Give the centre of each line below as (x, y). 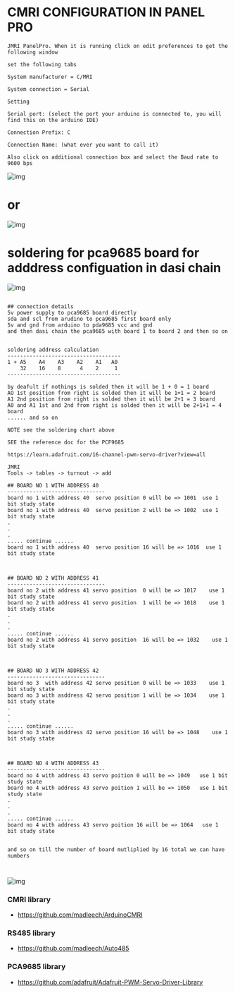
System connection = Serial (49, 89)
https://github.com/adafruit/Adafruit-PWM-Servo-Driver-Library (110, 982)
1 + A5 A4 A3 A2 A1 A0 (63, 362)
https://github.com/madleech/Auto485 (73, 949)
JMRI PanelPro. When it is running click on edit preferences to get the (118, 46)
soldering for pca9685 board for (103, 253)
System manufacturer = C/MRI (50, 77)
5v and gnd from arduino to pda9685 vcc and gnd (80, 325)
